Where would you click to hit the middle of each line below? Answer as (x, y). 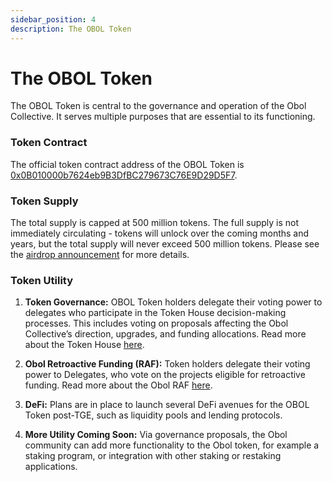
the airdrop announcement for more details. (100, 255)
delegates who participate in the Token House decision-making (155, 313)
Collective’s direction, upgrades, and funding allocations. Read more (165, 334)
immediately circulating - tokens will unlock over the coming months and (160, 233)
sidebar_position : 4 (53, 19)
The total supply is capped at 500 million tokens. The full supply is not (155, 223)
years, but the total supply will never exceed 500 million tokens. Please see (165, 244)
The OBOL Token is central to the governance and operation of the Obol (158, 106)
